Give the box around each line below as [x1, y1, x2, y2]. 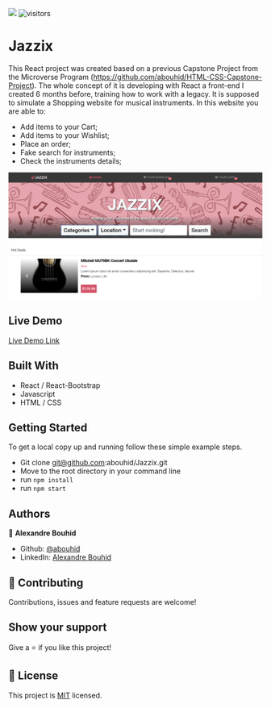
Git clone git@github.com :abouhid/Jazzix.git [19, 458, 168, 468]
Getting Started [8, 420, 88, 435]
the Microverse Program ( [8, 72, 94, 81]
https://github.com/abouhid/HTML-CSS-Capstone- [93, 72, 263, 81]
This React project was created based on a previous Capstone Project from [8, 63, 258, 73]
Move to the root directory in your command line [19, 466, 181, 476]
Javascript [19, 389, 56, 398]
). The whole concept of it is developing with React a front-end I [31, 81, 244, 90]
